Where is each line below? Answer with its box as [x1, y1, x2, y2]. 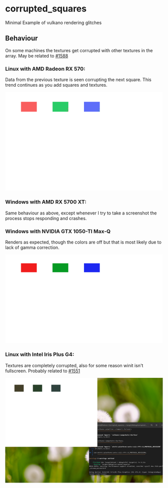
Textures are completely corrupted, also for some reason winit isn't [5, 362, 143, 368]
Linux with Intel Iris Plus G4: [5, 351, 74, 358]
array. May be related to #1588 [5, 53, 68, 59]
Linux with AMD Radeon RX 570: [5, 65, 85, 72]
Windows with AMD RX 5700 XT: [5, 198, 86, 205]
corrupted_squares [5, 3, 86, 15]
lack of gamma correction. [5, 244, 59, 251]
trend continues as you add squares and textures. [5, 82, 107, 88]
